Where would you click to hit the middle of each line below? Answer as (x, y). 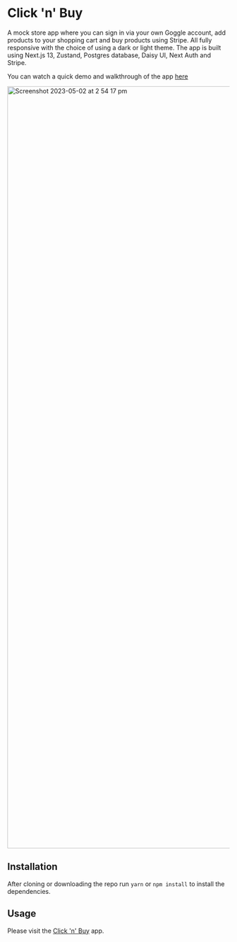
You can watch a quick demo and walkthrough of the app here (98, 76)
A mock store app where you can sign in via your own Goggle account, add (117, 33)
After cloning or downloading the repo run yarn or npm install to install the (116, 884)
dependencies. (29, 891)
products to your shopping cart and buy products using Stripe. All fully (110, 40)
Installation (32, 867)
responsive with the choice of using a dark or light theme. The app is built (114, 47)
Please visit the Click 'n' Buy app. (56, 931)
